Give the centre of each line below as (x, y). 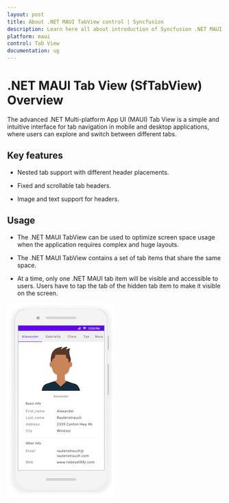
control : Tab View (33, 44)
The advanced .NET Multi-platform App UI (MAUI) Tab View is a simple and (113, 119)
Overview (35, 100)
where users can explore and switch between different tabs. (92, 133)
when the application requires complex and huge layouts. (98, 244)
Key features (35, 156)
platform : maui (29, 36)
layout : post (26, 14)
